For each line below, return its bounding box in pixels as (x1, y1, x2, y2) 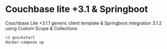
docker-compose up (5, 39, 44, 44)
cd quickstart (5, 35, 35, 40)
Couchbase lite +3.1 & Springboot (5, 3, 148, 15)
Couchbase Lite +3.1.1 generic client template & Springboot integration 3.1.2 (5, 20, 162, 26)
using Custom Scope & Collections (5, 25, 77, 31)
